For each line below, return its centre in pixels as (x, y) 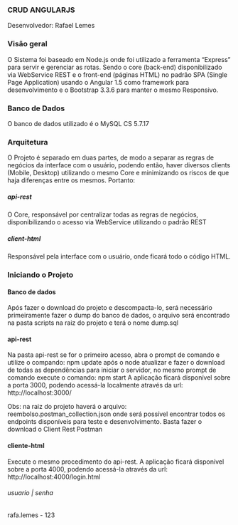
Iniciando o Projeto (40, 275)
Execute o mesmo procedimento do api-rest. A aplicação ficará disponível (116, 462)
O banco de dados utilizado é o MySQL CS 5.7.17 (78, 123)
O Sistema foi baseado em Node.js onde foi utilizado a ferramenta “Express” (119, 59)
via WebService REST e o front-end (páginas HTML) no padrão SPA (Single (117, 74)
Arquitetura (28, 142)
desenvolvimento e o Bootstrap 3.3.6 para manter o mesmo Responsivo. (113, 90)
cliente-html (26, 446)
